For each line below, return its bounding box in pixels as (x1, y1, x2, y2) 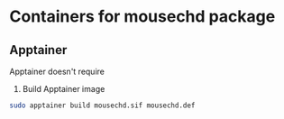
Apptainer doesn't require (9, 66, 105, 77)
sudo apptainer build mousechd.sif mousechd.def (9, 101, 196, 110)
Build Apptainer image (22, 84, 105, 94)
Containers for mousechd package (9, 6, 276, 27)
